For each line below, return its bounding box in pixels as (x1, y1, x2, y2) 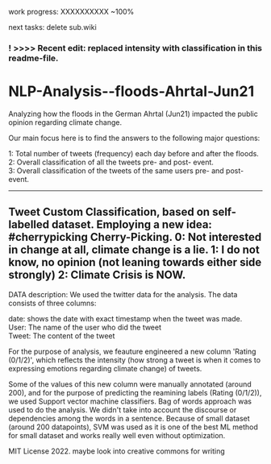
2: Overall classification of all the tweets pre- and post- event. (8, 157, 214, 167)
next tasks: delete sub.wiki (8, 23, 97, 31)
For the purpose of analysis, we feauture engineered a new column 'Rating (8, 346, 256, 356)
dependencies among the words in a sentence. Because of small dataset (8, 413, 250, 423)
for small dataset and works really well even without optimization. (8, 430, 226, 440)
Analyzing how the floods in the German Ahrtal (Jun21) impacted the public (8, 109, 258, 118)
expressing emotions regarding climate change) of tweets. (8, 363, 202, 373)
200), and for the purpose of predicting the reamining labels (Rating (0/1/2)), (8, 387, 262, 397)
